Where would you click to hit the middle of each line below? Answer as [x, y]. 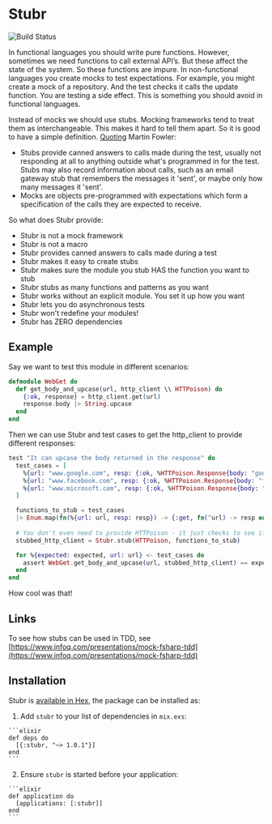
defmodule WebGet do [43, 382]
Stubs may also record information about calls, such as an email [127, 169]
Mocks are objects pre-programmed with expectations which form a [134, 195]
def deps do [28, 738]
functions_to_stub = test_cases [70, 510]
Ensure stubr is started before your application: [99, 774]
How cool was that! [40, 593]
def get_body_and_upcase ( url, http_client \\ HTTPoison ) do [119, 389]
